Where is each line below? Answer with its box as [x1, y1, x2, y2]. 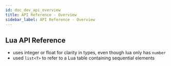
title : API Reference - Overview [5, 12, 77, 17]
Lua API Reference [5, 36, 66, 45]
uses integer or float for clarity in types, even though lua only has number [12, 50, 166, 56]
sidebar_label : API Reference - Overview [5, 17, 96, 22]
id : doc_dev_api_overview [5, 7, 61, 13]
